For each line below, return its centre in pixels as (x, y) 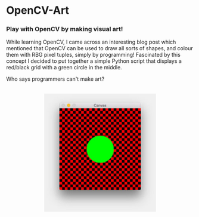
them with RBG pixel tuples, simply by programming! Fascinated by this (93, 55)
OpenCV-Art (38, 10)
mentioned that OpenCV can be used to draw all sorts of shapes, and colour (99, 48)
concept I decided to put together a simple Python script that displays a (94, 61)
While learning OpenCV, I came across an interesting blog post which (91, 42)
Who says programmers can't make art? (55, 79)
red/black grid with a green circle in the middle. (64, 68)
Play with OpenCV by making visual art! (65, 29)
